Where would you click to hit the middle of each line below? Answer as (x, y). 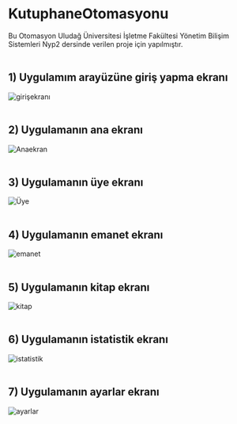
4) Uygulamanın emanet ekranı (86, 235)
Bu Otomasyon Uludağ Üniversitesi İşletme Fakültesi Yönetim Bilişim (119, 36)
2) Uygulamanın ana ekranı (76, 130)
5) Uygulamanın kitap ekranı (79, 287)
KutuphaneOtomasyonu (88, 14)
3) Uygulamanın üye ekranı (76, 182)
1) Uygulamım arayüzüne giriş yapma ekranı (118, 77)
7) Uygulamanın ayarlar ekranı (84, 392)
